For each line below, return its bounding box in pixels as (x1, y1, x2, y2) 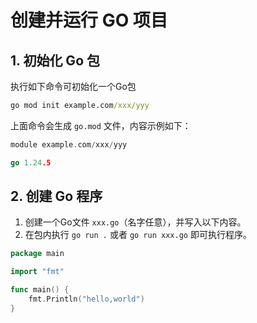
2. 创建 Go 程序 (10, 188, 103, 205)
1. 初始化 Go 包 (10, 52, 100, 69)
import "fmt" (10, 267, 65, 277)
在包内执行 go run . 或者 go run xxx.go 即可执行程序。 (24, 229, 252, 241)
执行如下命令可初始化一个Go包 (10, 81, 137, 92)
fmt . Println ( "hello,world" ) (28, 294, 145, 305)
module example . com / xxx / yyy (10, 139, 128, 150)
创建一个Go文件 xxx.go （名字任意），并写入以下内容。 (24, 216, 247, 228)
